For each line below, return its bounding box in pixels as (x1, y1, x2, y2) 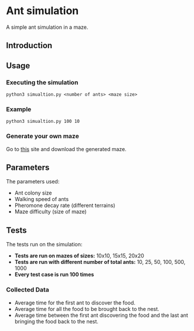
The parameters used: (6, 178, 60, 185)
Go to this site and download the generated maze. (6, 145, 127, 152)
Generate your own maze (6, 132, 79, 141)
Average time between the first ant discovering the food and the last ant (14, 312, 189, 319)
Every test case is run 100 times (14, 271, 94, 278)
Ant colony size (14, 189, 52, 196)
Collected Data (6, 286, 50, 294)
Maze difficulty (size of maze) (14, 208, 87, 215)
